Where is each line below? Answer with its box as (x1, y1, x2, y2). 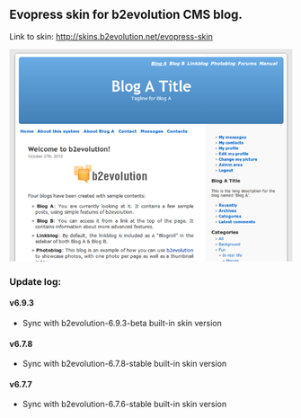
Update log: (9, 275, 61, 288)
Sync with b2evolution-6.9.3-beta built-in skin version (22, 317, 222, 328)
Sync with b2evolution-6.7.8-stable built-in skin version (22, 359, 227, 369)
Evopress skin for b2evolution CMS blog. (9, 7, 243, 22)
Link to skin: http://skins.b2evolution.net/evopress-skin (9, 31, 213, 41)
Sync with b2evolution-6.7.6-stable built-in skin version (22, 399, 227, 410)
